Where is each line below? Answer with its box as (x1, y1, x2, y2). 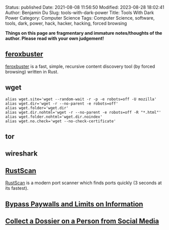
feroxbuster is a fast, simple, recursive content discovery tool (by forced (5, 63, 155, 69)
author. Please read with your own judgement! (5, 35, 104, 41)
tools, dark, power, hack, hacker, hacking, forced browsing (5, 20, 127, 26)
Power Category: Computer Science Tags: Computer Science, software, (5, 15, 155, 21)
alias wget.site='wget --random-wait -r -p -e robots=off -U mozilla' (5, 97, 157, 102)
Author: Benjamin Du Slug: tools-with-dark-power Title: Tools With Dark (5, 10, 154, 16)
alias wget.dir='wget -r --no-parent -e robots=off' (5, 101, 119, 106)
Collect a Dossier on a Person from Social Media (5, 217, 159, 225)
